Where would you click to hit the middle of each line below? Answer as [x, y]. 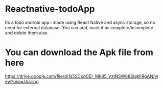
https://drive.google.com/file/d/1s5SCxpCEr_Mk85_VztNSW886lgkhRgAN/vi [82, 76]
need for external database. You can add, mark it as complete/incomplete [79, 27]
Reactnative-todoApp [50, 9]
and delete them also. [27, 33]
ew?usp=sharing [22, 81]
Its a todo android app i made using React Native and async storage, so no [80, 22]
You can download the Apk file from [79, 53]
